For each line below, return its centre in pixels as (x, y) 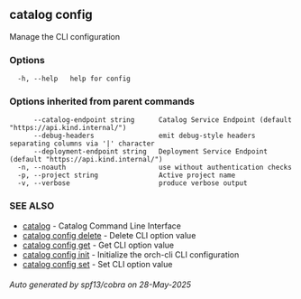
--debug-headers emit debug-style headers (144, 136)
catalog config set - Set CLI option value (97, 264)
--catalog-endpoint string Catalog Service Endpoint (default (163, 120)
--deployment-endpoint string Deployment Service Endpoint (150, 152)
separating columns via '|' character (82, 144)
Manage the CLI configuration (64, 36)
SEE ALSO (32, 206)
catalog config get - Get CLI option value (98, 245)
